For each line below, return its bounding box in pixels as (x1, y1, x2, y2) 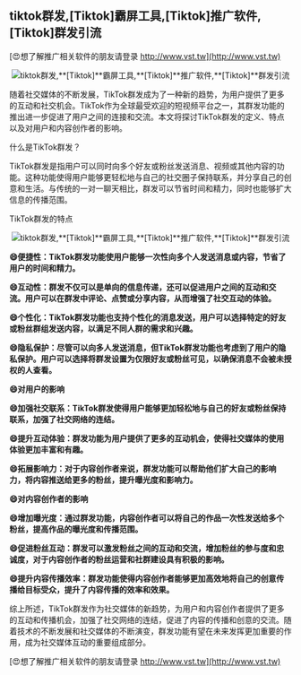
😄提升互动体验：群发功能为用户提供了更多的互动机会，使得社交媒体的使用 (9, 433, 285, 444)
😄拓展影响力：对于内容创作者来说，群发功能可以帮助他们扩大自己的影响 (9, 463, 277, 473)
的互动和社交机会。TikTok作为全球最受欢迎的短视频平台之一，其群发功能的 (9, 100, 285, 110)
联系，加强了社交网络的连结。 (9, 413, 119, 424)
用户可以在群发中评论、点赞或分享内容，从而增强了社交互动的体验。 (24, 292, 276, 303)
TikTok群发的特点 (9, 213, 73, 224)
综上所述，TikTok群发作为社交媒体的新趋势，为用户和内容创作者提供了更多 (9, 603, 285, 614)
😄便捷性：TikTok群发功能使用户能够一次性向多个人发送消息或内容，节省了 (9, 251, 287, 262)
